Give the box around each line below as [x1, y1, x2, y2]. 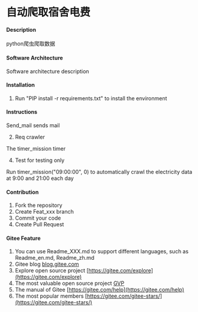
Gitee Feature [6, 235, 41, 242]
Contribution [6, 188, 39, 196]
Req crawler [14, 133, 45, 140]
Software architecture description [6, 67, 89, 75]
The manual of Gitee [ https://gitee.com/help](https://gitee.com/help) [14, 286, 185, 293]
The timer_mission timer [6, 145, 66, 152]
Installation [6, 82, 35, 89]
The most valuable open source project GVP [14, 280, 125, 287]
